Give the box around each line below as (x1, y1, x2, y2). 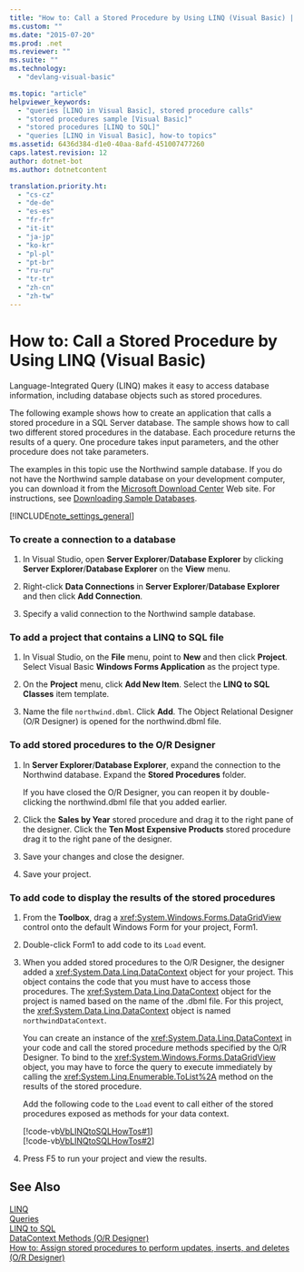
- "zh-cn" (17, 283, 54, 292)
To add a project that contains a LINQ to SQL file (9, 631, 224, 643)
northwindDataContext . (22, 1015, 107, 1025)
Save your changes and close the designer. (22, 851, 184, 862)
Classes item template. (22, 689, 110, 700)
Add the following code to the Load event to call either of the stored (22, 1098, 274, 1109)
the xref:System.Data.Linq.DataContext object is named (22, 1004, 231, 1015)
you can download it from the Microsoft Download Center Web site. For (9, 483, 276, 494)
